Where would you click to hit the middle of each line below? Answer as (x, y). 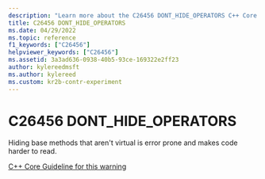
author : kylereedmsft (44, 67)
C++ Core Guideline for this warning (67, 166)
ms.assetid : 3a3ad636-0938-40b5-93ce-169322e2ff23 (94, 60)
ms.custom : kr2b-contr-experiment (65, 82)
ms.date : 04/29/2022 (42, 30)
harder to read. (33, 151)
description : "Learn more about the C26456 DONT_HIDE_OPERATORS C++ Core (133, 15)
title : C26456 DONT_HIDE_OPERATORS (67, 23)
